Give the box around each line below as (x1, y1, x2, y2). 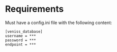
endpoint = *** (5, 42, 36, 47)
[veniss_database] (5, 29, 43, 34)
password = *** (5, 38, 36, 43)
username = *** (5, 33, 36, 38)
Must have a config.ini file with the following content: (5, 20, 112, 26)
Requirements (5, 3, 64, 15)
